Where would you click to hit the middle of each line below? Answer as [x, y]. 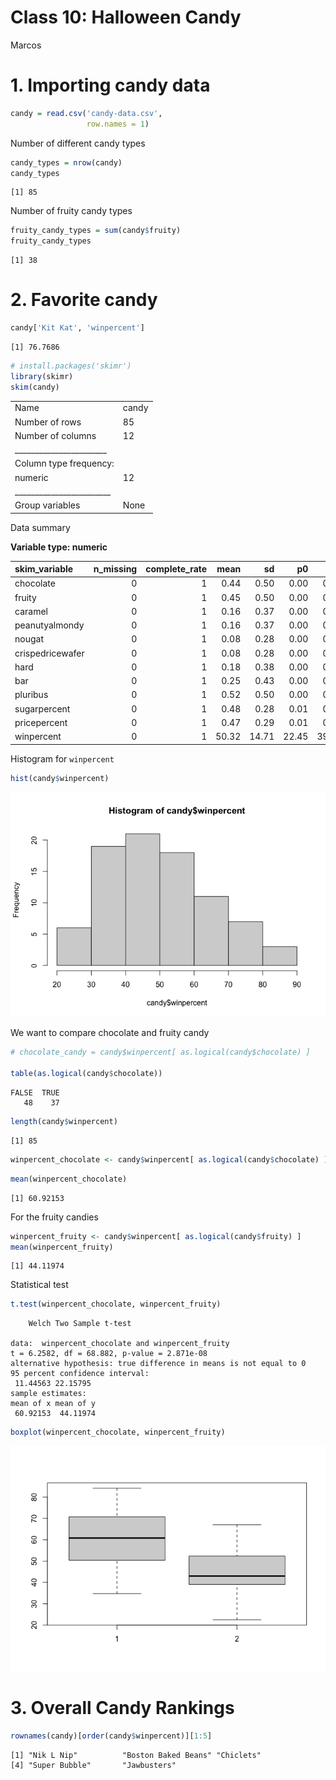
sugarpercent [42, 708]
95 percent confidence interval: [80, 1374]
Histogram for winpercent [62, 758]
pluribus [31, 695]
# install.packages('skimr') [71, 366]
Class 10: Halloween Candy [126, 17]
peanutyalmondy [49, 625]
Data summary [40, 527]
